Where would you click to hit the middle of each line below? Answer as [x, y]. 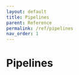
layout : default [26, 12]
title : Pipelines [28, 17]
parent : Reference [29, 23]
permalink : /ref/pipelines [40, 28]
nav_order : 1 [22, 34]
